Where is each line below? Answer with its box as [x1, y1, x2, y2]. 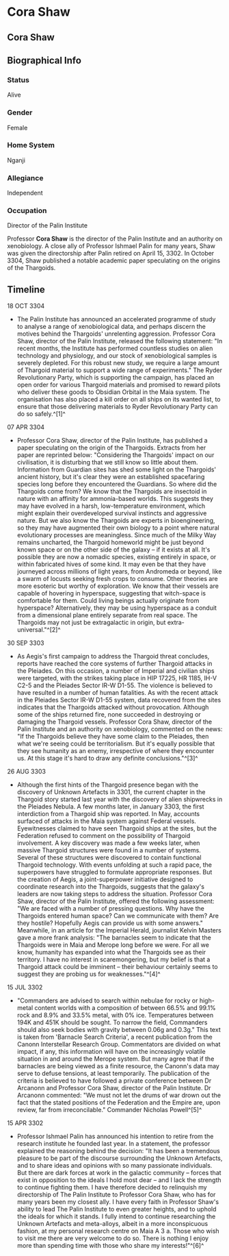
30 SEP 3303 [7, 639, 44, 648]
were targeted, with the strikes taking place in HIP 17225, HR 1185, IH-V [16, 674, 217, 682]
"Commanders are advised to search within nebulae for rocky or [16, 996, 198, 1005]
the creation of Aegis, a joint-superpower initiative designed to [16, 875, 193, 884]
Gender [7, 108, 33, 117]
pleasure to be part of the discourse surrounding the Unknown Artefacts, [16, 1154, 223, 1162]
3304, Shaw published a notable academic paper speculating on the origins [7, 256, 221, 264]
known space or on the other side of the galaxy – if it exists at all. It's [16, 545, 211, 554]
